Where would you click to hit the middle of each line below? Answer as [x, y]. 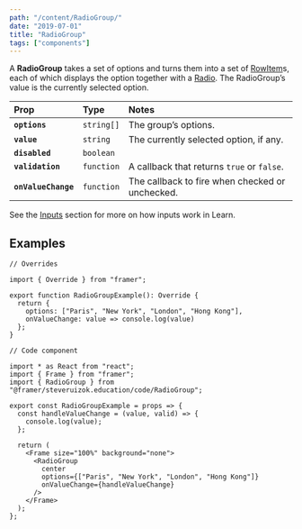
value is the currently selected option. [80, 87]
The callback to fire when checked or [207, 181]
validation [37, 167]
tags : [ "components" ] [50, 43]
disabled [32, 153]
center [54, 470]
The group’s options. [172, 125]
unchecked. [153, 193]
